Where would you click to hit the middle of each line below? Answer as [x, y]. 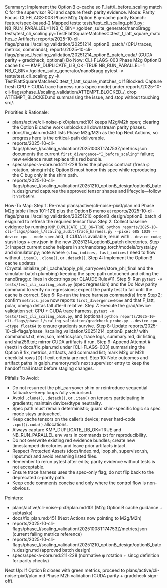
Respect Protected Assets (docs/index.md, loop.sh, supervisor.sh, [80, 451]
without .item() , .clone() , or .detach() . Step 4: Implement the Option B [79, 258]
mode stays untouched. [37, 414]
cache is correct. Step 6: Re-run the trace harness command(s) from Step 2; [83, 295]
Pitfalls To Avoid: [22, 378]
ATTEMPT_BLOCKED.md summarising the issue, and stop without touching [82, 97]
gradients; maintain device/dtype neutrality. [57, 403]
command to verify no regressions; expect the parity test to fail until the [79, 290]
